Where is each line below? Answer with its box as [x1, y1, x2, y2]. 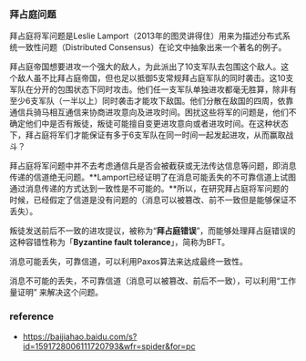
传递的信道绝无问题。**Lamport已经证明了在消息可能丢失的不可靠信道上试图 [9, 171, 297, 183]
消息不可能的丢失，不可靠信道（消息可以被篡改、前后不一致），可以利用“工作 [9, 275, 297, 286]
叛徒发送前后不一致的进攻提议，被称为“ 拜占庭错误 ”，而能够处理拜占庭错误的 [9, 225, 296, 236]
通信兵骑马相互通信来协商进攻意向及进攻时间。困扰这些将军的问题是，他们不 [9, 107, 297, 118]
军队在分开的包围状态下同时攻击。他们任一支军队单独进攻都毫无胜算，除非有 [9, 84, 297, 95]
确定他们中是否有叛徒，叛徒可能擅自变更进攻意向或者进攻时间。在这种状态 [9, 119, 289, 129]
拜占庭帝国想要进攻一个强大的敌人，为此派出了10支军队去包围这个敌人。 [9, 61, 281, 72]
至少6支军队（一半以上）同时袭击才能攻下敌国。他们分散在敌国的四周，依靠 [9, 96, 294, 107]
